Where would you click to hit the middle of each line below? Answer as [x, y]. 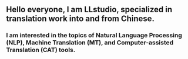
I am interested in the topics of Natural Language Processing [94, 36]
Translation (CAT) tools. [41, 50]
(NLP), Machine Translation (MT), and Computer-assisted [90, 43]
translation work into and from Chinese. [80, 19]
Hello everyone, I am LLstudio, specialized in [89, 10]
